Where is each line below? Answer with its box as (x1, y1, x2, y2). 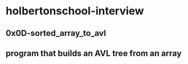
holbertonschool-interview (5, 4, 144, 18)
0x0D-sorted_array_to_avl (5, 28, 106, 38)
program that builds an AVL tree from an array (5, 48, 182, 58)
